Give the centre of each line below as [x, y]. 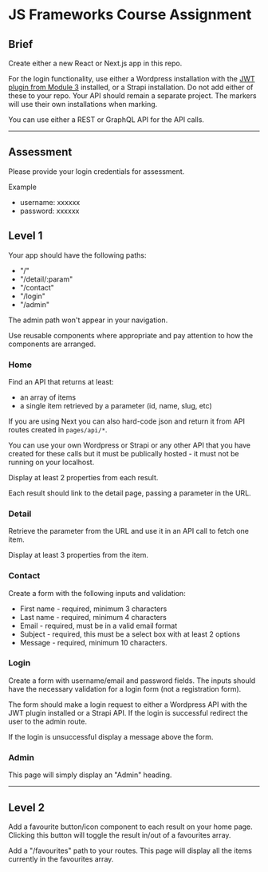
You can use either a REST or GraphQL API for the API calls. [106, 120]
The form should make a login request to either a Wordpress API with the [128, 704]
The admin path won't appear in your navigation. [88, 320]
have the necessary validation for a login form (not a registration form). [125, 689]
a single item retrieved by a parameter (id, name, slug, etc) [116, 405]
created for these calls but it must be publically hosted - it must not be [124, 453]
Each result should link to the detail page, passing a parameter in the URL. [130, 493]
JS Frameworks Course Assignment [130, 15]
